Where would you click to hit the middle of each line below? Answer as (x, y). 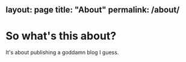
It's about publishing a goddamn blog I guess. (62, 52)
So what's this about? (61, 36)
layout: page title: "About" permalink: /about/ (93, 10)
